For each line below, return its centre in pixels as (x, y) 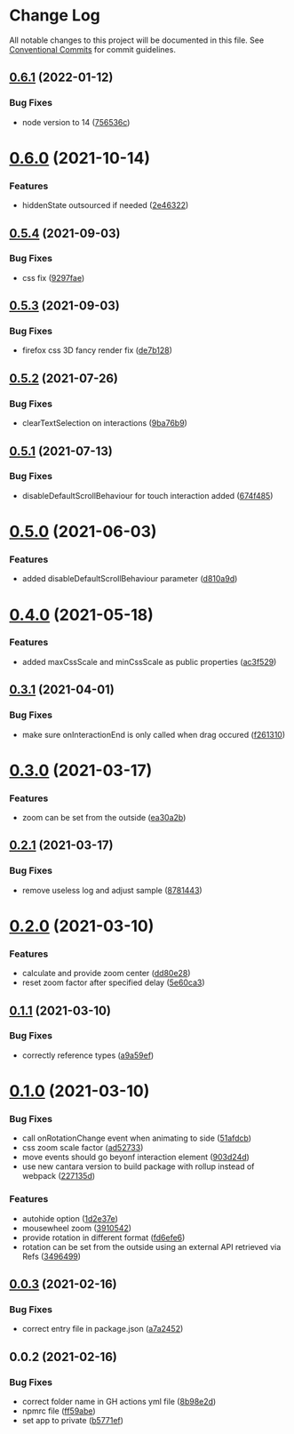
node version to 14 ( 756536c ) (76, 122)
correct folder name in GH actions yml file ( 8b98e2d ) (119, 1402)
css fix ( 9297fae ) (53, 277)
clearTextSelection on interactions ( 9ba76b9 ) (105, 423)
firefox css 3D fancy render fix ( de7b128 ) (97, 350)
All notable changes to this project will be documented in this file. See (137, 40)
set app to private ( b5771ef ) (73, 1421)
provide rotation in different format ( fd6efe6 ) (103, 1238)
